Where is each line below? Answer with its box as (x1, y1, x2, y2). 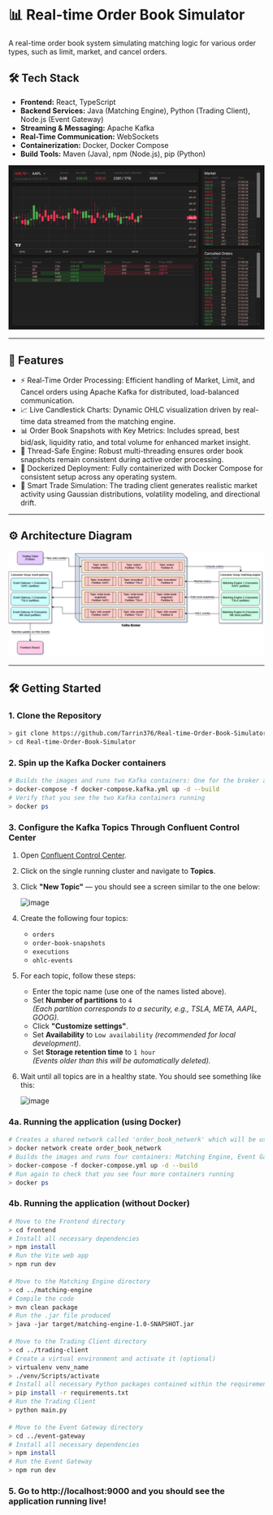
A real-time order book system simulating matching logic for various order (8, 37, 257, 48)
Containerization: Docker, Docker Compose (19, 140, 169, 150)
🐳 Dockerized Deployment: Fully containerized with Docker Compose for (19, 463, 263, 473)
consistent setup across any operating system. (19, 472, 177, 482)
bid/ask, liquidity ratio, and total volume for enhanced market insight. (19, 437, 251, 447)
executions (32, 948, 70, 956)
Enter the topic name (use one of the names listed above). (32, 986, 227, 996)
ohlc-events (32, 956, 73, 964)
